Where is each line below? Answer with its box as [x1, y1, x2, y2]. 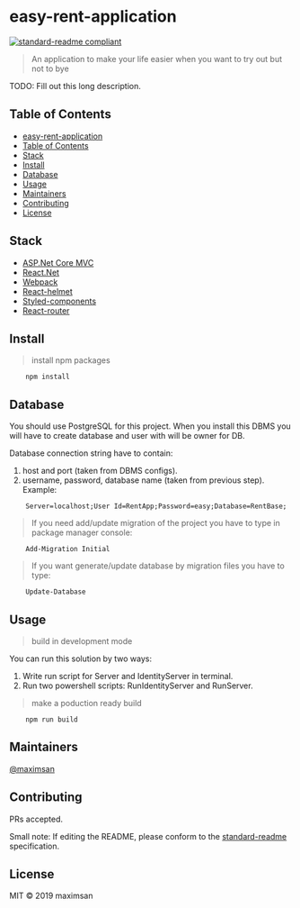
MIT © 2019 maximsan [9, 890, 93, 902]
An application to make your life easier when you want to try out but [31, 53, 283, 64]
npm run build [25, 715, 78, 724]
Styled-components [22, 295, 97, 306]
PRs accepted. [9, 813, 64, 824]
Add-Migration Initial [25, 545, 110, 554]
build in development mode [31, 636, 133, 646]
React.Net [22, 267, 60, 277]
